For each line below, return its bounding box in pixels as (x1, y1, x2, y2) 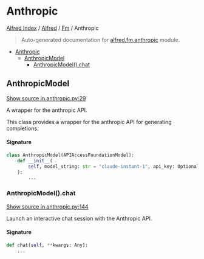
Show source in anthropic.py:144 (6, 202, 89, 210)
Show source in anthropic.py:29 (6, 94, 86, 102)
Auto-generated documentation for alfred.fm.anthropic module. (21, 36, 180, 43)
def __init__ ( (17, 157, 53, 164)
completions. (6, 125, 39, 132)
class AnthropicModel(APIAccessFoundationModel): (6, 152, 135, 158)
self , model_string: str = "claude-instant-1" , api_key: (28, 163, 175, 170)
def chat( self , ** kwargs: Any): (6, 242, 88, 248)
